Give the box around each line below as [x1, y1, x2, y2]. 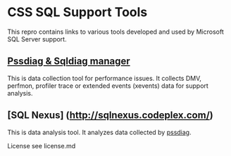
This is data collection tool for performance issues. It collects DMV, [7, 74, 202, 82]
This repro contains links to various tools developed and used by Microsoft [7, 27, 224, 36]
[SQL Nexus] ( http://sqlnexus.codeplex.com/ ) [7, 110, 213, 122]
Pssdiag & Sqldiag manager [7, 56, 130, 67]
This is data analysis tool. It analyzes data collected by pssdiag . [7, 128, 192, 136]
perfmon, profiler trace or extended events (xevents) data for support [7, 82, 209, 90]
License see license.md [7, 141, 76, 150]
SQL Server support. [7, 34, 67, 43]
